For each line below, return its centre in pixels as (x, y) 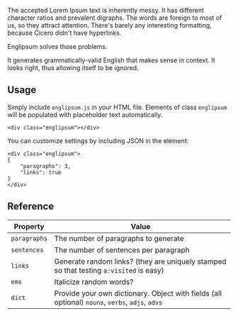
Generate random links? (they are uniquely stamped (140, 261)
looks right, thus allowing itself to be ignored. (73, 68)
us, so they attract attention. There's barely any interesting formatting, (110, 25)
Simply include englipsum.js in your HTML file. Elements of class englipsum (117, 107)
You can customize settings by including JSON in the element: (98, 140)
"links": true (41, 172)
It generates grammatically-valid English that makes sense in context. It (112, 60)
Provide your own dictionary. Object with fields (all (138, 293)
